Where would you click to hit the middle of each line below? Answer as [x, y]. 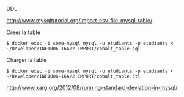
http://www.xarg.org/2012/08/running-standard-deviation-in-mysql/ [92, 88]
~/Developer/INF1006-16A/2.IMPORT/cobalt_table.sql [73, 48]
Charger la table [27, 60]
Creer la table [24, 32]
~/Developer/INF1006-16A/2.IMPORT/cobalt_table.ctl [73, 76]
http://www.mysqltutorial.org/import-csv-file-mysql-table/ [79, 20]
